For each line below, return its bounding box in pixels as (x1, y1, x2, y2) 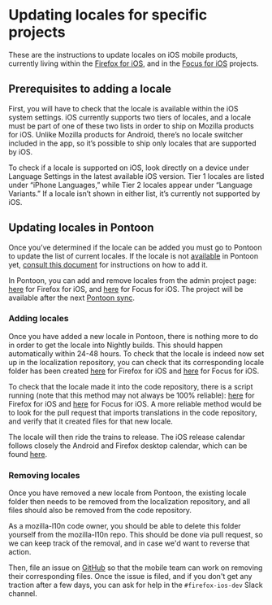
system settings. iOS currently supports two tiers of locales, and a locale (8, 112, 252, 122)
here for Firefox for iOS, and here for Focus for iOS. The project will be (8, 284, 244, 294)
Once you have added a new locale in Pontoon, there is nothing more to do (8, 331, 258, 341)
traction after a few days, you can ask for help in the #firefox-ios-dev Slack (8, 580, 263, 590)
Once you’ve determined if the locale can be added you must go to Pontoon (8, 242, 262, 252)
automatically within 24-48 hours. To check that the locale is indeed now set (8, 348, 265, 359)
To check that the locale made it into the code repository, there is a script (8, 381, 253, 391)
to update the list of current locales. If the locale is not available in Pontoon (8, 250, 258, 261)
